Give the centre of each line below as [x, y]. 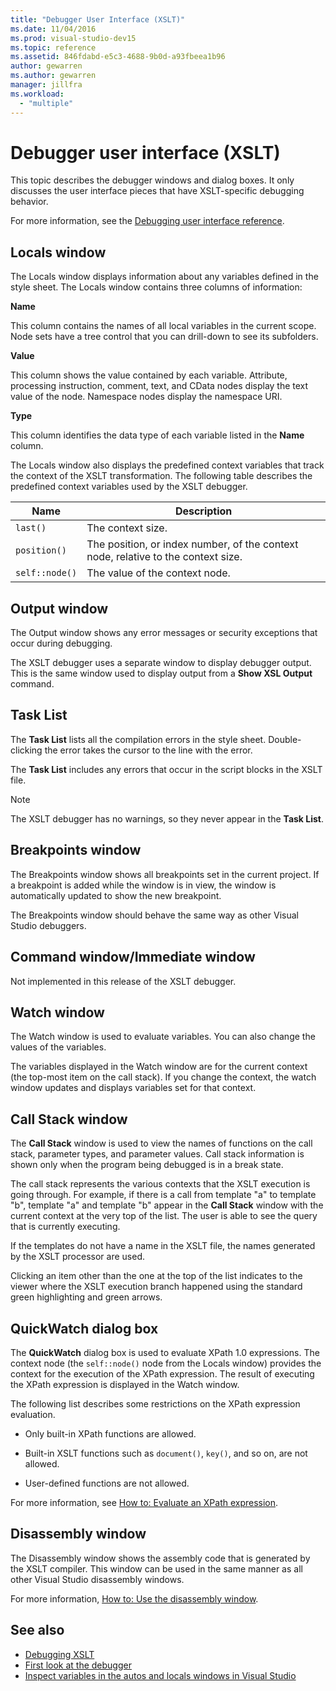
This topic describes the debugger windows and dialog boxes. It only [152, 180]
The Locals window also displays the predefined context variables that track [167, 465]
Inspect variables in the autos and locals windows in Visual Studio [160, 1675]
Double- [285, 739]
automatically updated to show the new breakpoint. [116, 895]
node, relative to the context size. [164, 557]
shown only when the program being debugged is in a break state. [147, 1165]
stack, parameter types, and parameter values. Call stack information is [157, 1154]
